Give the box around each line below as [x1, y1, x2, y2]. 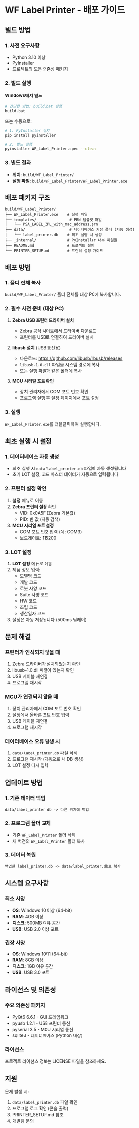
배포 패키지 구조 [5, 193, 50, 202]
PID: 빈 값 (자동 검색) [19, 516, 60, 522]
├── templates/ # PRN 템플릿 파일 [5, 217, 102, 223]
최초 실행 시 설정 [5, 437, 52, 446]
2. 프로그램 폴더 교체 [5, 819, 51, 826]
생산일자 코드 [19, 610, 46, 616]
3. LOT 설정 [5, 548, 32, 555]
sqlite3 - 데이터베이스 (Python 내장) [12, 1033, 83, 1038]
